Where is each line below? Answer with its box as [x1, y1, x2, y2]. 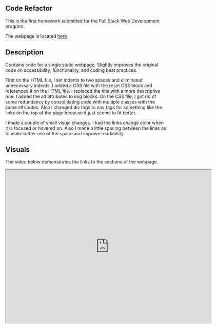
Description [5, 48, 44, 57]
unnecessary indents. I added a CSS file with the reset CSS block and [5, 82, 152, 89]
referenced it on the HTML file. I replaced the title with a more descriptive [5, 88, 161, 94]
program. [5, 23, 25, 29]
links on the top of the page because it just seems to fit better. [5, 110, 137, 116]
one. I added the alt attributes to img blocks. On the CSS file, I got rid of [5, 93, 156, 99]
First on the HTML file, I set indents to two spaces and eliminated [5, 77, 143, 83]
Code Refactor [5, 4, 53, 13]
